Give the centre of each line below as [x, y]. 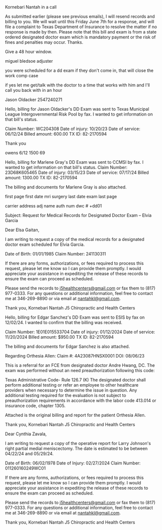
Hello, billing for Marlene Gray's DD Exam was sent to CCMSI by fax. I [74, 162]
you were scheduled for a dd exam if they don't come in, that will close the [79, 70]
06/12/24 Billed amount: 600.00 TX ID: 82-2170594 [56, 134]
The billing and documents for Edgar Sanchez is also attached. [67, 346]
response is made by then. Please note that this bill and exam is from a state [81, 32]
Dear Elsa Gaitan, [22, 230]
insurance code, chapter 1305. [35, 406]
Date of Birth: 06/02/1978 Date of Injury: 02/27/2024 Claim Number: [73, 463]
